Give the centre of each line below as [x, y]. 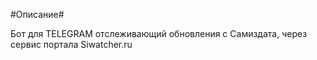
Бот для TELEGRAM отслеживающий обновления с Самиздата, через [159, 33]
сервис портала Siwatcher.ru [71, 44]
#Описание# [37, 14]
